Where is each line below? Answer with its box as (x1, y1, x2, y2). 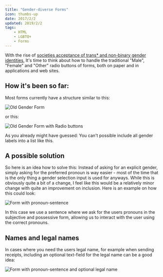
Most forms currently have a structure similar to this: (5, 94, 110, 100)
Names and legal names (5, 234, 79, 242)
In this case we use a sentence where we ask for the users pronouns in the (5, 209, 155, 215)
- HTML (14, 30, 27, 35)
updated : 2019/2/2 (5, 20, 42, 26)
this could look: (5, 190, 36, 196)
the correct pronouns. (5, 220, 49, 225)
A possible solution (5, 151, 65, 160)
